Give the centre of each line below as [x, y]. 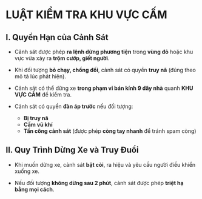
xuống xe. [27, 171]
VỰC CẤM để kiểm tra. [43, 95]
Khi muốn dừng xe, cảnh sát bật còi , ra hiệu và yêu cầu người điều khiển [105, 164]
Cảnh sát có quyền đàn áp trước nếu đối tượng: [74, 106]
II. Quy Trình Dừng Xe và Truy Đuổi [72, 150]
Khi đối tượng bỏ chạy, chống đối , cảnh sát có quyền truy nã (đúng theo [105, 70]
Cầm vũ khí [38, 124]
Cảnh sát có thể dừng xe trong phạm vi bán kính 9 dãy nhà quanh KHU [104, 88]
